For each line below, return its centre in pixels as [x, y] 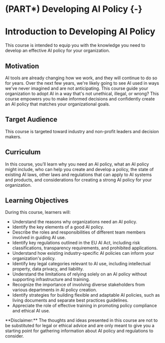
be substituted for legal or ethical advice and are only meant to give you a [80, 326]
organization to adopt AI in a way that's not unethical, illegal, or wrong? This [82, 93]
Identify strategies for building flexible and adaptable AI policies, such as [86, 295]
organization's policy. [34, 258]
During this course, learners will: [38, 212]
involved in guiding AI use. [39, 238]
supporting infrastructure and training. [51, 279]
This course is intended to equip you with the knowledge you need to [75, 45]
